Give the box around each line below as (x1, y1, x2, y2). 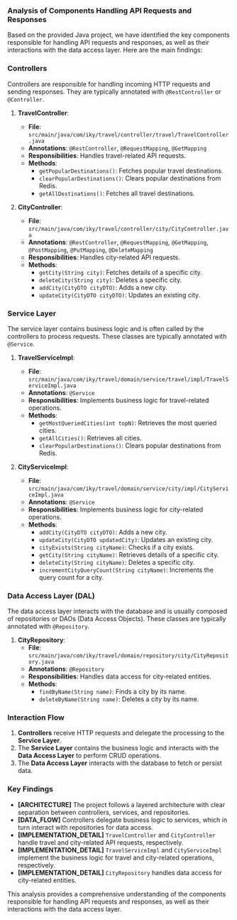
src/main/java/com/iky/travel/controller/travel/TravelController (28, 131, 229, 139)
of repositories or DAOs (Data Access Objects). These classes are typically (7, 615, 226, 623)
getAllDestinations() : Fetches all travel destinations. (38, 189, 195, 197)
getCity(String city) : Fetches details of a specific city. (38, 268, 202, 276)
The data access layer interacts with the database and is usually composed (7, 607, 228, 616)
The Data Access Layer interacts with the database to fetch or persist (17, 759, 222, 767)
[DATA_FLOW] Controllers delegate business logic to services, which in (17, 816, 228, 824)
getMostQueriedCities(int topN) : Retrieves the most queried (38, 418, 217, 427)
